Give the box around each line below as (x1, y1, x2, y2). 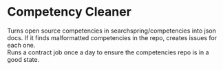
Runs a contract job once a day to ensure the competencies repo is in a (7, 48, 209, 56)
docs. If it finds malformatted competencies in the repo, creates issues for (7, 33, 217, 41)
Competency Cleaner (7, 4, 132, 20)
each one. (7, 41, 36, 49)
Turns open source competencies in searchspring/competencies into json (7, 27, 217, 35)
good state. (7, 55, 40, 63)
